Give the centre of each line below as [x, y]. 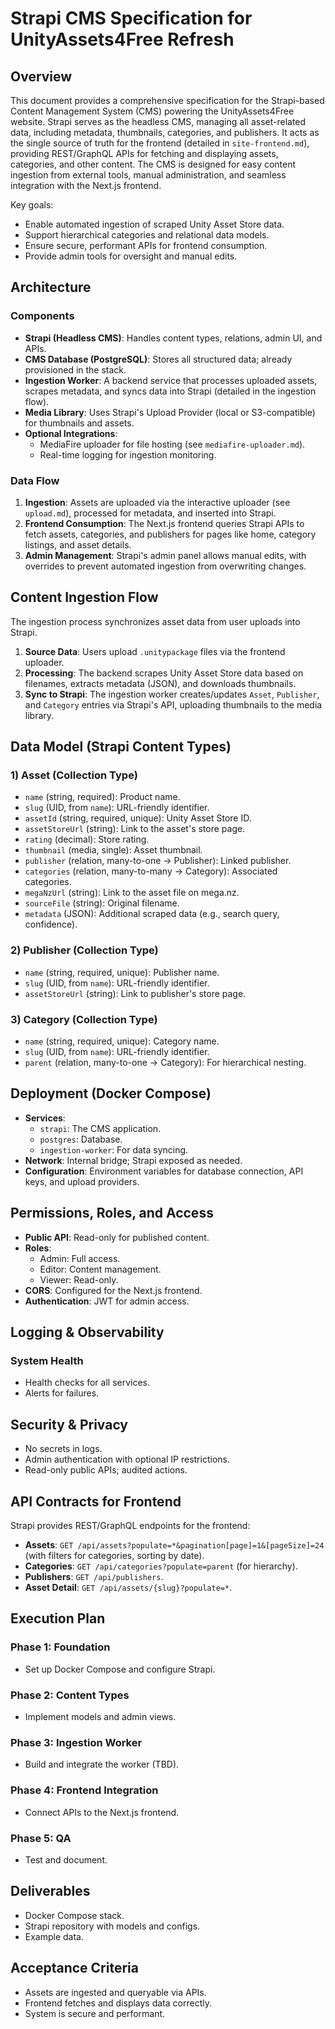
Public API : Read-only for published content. [117, 1237]
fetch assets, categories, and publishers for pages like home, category [170, 534]
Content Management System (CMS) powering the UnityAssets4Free [152, 111]
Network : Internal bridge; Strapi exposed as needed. [133, 1160]
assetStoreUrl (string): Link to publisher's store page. [135, 993]
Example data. [54, 1936]
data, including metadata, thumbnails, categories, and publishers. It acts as [165, 132]
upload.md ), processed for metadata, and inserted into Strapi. [150, 513]
